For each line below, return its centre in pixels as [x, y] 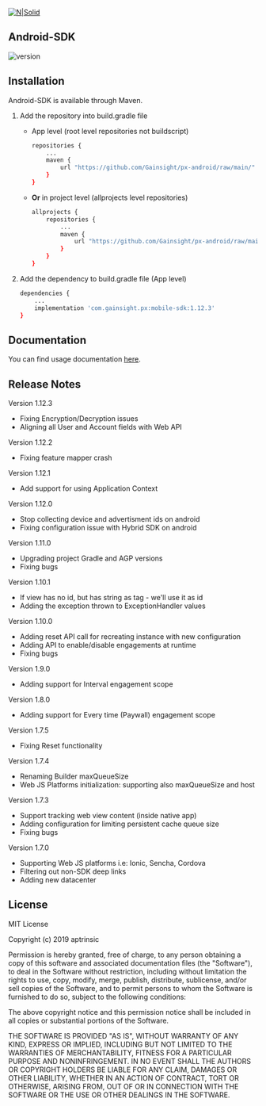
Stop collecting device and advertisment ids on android [110, 519]
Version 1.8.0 [29, 699]
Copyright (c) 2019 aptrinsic [54, 939]
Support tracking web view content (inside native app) [108, 815]
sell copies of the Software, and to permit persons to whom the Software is [131, 988]
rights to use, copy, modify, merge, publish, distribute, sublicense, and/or [127, 980]
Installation [36, 81]
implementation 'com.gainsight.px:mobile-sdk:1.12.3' [125, 308]
